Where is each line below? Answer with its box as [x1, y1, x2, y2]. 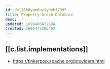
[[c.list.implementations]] [5, 45, 88, 53]
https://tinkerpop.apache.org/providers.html [12, 58, 105, 64]
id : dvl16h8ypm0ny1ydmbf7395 [5, 7, 67, 13]
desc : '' [5, 17, 24, 22]
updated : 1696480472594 [5, 21, 56, 27]
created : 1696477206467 [5, 26, 56, 31]
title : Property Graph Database [5, 12, 74, 17]
